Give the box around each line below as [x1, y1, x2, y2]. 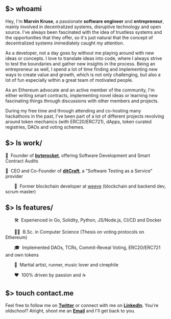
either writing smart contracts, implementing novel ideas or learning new [5, 92, 158, 98]
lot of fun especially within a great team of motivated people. [5, 77, 134, 83]
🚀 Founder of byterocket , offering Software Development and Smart [5, 152, 151, 158]
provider [5, 173, 23, 179]
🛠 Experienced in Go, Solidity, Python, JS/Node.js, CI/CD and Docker [14, 217, 162, 223]
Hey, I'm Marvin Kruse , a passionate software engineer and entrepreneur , [5, 18, 164, 24]
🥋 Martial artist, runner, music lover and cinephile [14, 262, 119, 268]
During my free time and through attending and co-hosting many [5, 107, 141, 113]
